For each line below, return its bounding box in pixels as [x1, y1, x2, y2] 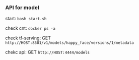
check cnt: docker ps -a [5, 25, 55, 31]
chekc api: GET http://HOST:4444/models [5, 49, 90, 55]
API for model [5, 4, 39, 11]
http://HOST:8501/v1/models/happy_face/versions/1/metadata [5, 40, 134, 45]
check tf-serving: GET [5, 35, 51, 41]
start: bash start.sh [5, 16, 47, 22]
